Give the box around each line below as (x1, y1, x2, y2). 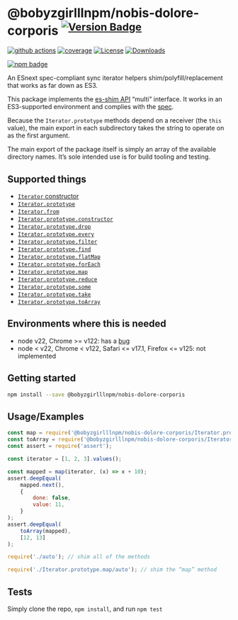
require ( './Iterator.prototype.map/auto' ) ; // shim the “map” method (7, 566, 217, 573)
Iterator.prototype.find (17, 246, 91, 253)
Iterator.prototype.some (17, 283, 91, 291)
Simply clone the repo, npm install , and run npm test (7, 604, 163, 613)
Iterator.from (17, 208, 59, 215)
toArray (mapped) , (20, 527, 72, 534)
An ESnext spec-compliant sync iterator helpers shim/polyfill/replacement (7, 74, 223, 82)
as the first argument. (7, 131, 70, 140)
